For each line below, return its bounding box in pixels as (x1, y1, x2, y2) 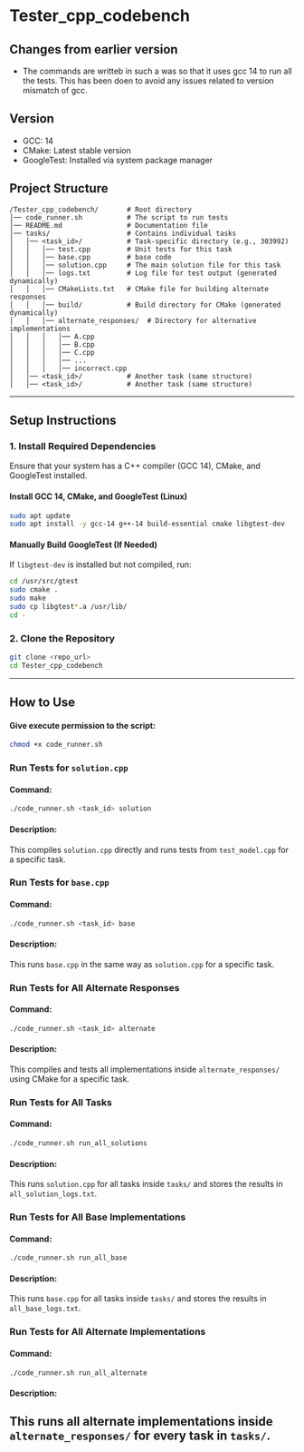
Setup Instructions (9, 413, 117, 428)
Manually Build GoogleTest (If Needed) (9, 539, 158, 550)
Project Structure (9, 181, 109, 196)
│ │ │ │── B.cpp (9, 339, 95, 349)
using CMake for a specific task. (9, 1073, 129, 1084)
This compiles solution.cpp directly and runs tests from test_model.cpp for (9, 844, 290, 855)
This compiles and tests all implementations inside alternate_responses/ (9, 1064, 280, 1074)
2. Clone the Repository (9, 632, 116, 644)
